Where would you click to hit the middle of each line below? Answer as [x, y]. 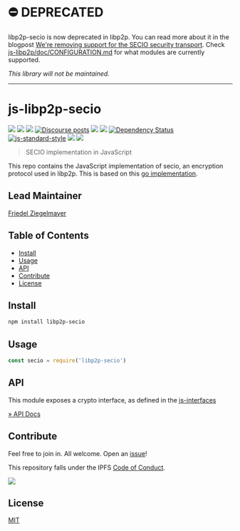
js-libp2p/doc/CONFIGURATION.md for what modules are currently [106, 52]
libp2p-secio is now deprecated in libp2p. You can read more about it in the [119, 37]
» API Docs [25, 414]
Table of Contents [49, 236]
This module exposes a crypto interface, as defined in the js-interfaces [112, 400]
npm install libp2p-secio [46, 322]
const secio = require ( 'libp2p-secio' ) [67, 360]
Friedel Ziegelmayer [37, 213]
